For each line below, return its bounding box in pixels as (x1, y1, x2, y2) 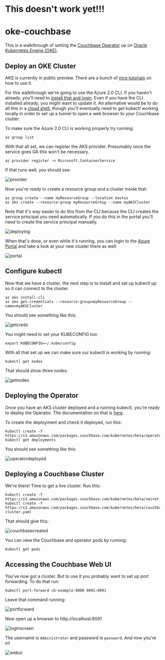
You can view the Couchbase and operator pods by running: (5, 537, 127, 543)
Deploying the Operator (5, 392, 79, 400)
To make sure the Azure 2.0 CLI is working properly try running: (5, 125, 134, 131)
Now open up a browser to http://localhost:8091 (5, 616, 102, 622)
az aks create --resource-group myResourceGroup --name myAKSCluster (5, 199, 151, 205)
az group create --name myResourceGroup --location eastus (5, 196, 129, 200)
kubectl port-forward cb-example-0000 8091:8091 (5, 588, 107, 593)
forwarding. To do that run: (5, 579, 59, 585)
